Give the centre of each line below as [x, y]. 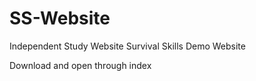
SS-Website [60, 18]
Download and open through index [80, 65]
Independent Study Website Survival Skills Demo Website [127, 46]
